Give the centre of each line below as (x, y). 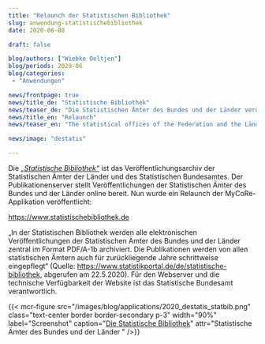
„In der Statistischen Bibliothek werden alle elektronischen (103, 232)
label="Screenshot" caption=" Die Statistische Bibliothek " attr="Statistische (130, 323)
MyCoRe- (240, 193)
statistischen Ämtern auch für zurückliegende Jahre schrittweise (113, 257)
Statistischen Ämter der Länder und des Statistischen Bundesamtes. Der (125, 176)
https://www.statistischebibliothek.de (69, 217)
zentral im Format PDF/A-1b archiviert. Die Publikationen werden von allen (128, 249)
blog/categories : (37, 74)
